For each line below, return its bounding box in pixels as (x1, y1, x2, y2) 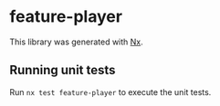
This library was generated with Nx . (9, 36, 143, 47)
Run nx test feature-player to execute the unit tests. (9, 86, 212, 97)
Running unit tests (9, 63, 116, 78)
